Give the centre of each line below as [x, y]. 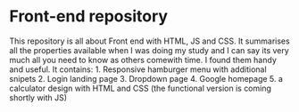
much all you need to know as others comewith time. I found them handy [143, 60]
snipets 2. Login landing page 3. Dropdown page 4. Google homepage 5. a [146, 78]
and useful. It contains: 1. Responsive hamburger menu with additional [138, 69]
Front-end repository [88, 16]
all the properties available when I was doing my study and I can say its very [149, 50]
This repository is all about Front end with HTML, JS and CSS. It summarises [149, 41]
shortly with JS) [38, 97]
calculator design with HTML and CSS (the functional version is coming [141, 88]
